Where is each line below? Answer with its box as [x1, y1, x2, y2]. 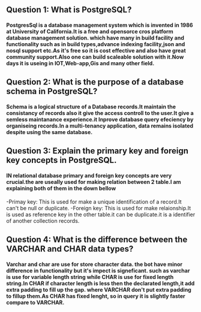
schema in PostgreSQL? [6, 86, 98, 96]
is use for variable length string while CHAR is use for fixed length [6, 273, 174, 280]
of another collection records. [6, 217, 80, 224]
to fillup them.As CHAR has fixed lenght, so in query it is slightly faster [6, 292, 186, 299]
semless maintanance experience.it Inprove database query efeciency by [6, 116, 194, 123]
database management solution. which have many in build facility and [6, 34, 184, 41]
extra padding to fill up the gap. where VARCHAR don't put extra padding [6, 286, 192, 293]
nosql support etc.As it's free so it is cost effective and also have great [6, 47, 186, 54]
